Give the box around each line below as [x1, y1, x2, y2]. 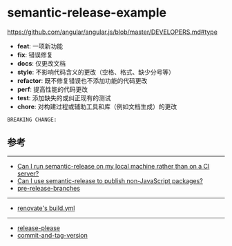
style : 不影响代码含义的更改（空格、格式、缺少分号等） [17, 68, 175, 76]
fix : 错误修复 [17, 50, 53, 59]
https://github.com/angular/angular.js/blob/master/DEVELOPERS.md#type [7, 28, 217, 36]
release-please [17, 223, 61, 232]
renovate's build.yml [17, 204, 75, 212]
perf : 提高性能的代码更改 [17, 85, 88, 93]
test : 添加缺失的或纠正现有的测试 [17, 93, 112, 102]
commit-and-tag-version [17, 231, 88, 239]
